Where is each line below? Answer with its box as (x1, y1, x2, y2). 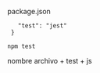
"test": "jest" (17, 22, 67, 30)
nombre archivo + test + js (7, 57, 92, 65)
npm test (7, 42, 36, 50)
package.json (7, 7, 52, 16)
